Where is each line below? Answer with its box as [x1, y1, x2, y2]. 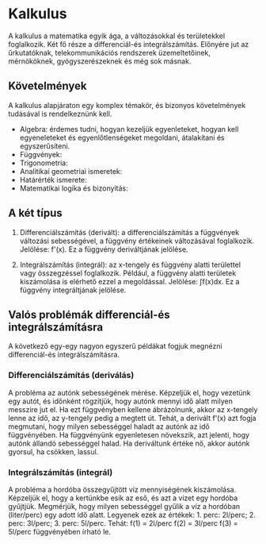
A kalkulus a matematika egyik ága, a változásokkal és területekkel [8, 31, 226, 41]
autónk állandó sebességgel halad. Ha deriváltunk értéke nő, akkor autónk [8, 438, 250, 448]
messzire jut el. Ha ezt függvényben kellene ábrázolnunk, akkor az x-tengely [8, 404, 258, 414]
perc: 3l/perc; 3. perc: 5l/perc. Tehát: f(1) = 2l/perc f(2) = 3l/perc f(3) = [8, 518, 239, 528]
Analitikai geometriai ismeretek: [19, 166, 123, 176]
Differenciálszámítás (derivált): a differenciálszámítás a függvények [19, 227, 240, 237]
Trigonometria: [19, 158, 69, 168]
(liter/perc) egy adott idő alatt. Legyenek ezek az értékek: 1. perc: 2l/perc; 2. [8, 510, 256, 519]
